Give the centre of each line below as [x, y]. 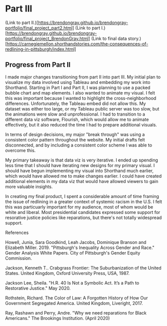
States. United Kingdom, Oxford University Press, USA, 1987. [67, 273]
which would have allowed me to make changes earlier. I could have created [83, 176]
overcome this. [20, 150]
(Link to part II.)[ [22, 22]
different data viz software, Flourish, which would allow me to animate [77, 119]
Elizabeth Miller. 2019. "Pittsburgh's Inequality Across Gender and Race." [80, 247]
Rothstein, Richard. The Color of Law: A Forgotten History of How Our [77, 297]
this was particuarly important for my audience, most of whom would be [79, 207]
